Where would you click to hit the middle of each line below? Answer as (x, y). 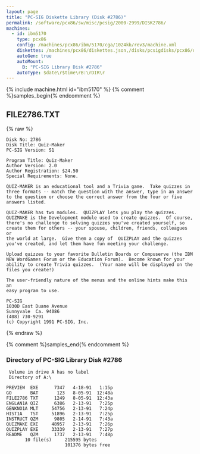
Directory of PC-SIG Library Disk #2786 (64, 359)
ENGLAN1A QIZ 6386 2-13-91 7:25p (60, 403)
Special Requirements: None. (42, 176)
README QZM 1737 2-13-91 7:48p (60, 435)
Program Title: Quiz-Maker (40, 161)
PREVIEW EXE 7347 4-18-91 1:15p (60, 388)
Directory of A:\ (30, 378)
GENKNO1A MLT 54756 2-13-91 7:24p (60, 409)
